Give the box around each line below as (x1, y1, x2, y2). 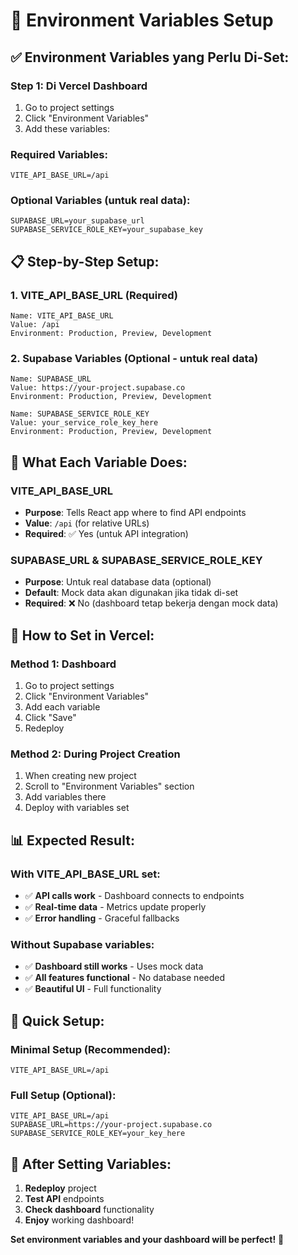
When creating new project (24, 770, 137, 782)
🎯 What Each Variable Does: (10, 454, 188, 471)
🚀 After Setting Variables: (10, 1155, 172, 1173)
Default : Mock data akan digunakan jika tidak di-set (24, 587, 239, 599)
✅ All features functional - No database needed (24, 972, 226, 984)
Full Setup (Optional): (10, 1089, 117, 1103)
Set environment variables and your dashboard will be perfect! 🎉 (10, 1234, 285, 1246)
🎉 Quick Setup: (10, 1012, 105, 1029)
